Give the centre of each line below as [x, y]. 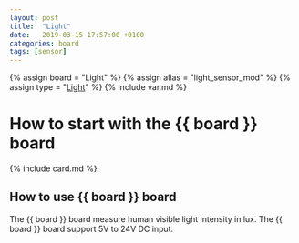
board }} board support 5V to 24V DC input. [92, 228]
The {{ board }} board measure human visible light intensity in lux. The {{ [146, 218]
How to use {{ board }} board [93, 197]
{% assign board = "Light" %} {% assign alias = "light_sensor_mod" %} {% [150, 77]
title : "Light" [40, 26]
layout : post [34, 18]
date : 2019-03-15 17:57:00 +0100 [77, 35]
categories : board [44, 43]
